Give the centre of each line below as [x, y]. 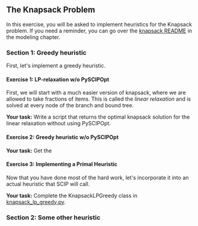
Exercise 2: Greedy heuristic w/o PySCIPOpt [62, 137]
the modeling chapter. [33, 37]
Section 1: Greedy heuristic [46, 52]
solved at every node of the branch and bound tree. [70, 106]
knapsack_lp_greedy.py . [36, 202]
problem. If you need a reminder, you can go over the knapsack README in [99, 31]
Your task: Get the [29, 150]
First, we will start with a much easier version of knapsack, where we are [96, 93]
